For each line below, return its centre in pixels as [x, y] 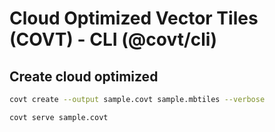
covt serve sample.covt [59, 117]
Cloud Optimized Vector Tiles [134, 18]
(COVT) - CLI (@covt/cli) [113, 39]
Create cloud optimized [84, 76]
